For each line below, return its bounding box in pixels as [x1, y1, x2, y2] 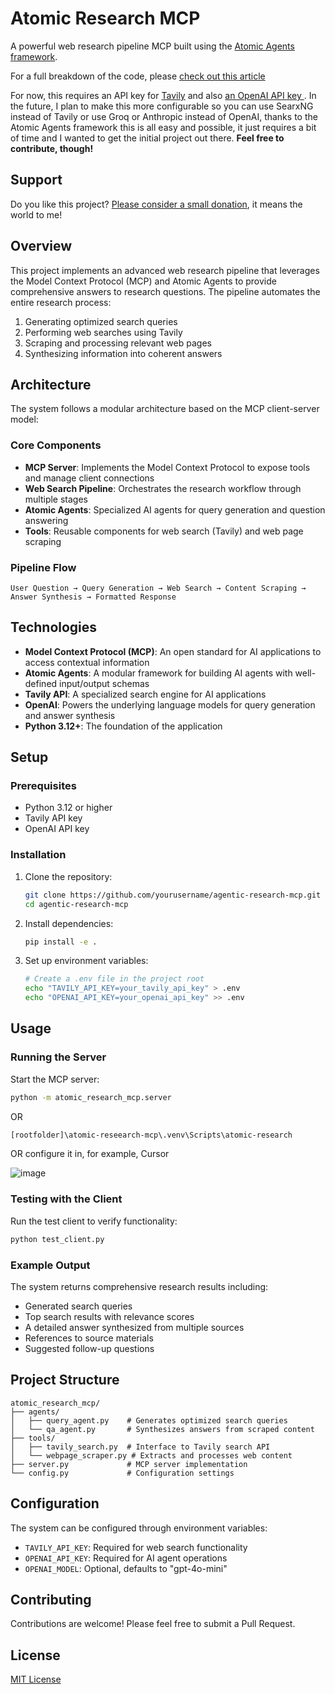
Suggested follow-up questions [24, 1342, 155, 1354]
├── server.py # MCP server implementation [10, 1459, 248, 1469]
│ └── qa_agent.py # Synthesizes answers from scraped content [10, 1424, 315, 1434]
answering [24, 514, 69, 526]
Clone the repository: [24, 870, 113, 882]
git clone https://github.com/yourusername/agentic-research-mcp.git [24, 890, 322, 900]
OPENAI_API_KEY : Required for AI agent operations [24, 1552, 228, 1564]
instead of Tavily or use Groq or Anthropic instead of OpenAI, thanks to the [10, 110, 318, 122]
